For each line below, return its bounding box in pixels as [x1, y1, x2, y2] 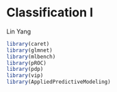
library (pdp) [6, 66, 44, 73]
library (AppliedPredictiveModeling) [6, 78, 111, 86]
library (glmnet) [6, 46, 53, 54]
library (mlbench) [6, 53, 56, 60]
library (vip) [6, 72, 44, 79]
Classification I [6, 5, 94, 20]
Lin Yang [6, 27, 31, 35]
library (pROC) [6, 59, 47, 66]
